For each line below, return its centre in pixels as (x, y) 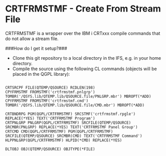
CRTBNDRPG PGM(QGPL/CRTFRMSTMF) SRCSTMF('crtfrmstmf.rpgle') (70, 114)
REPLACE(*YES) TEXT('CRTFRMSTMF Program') (50, 118)
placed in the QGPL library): (41, 74)
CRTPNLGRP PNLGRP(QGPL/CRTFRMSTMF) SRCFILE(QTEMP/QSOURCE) (68, 123)
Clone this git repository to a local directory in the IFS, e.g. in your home (87, 58)
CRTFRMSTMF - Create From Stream (83, 9)
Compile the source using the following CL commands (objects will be (85, 69)
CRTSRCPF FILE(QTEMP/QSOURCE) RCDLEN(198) (50, 88)
